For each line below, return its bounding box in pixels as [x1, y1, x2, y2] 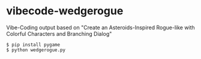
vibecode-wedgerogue [6, 4, 124, 18]
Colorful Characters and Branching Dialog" [6, 30, 112, 37]
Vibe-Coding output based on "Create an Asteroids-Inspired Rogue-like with [6, 24, 195, 31]
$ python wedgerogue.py [6, 46, 66, 53]
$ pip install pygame [6, 42, 61, 48]
